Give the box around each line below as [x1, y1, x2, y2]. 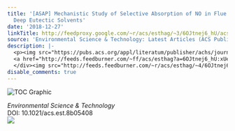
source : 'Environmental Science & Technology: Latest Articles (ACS [7, 36, 211, 43]
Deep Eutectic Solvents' [13, 17, 86, 24]
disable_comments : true [7, 68, 77, 75]
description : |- [7, 43, 55, 49]
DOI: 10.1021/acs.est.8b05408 [7, 109, 93, 117]
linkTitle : [7, 29, 39, 37]
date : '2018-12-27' [7, 23, 64, 30]
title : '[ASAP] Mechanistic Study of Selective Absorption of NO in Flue [7, 10, 227, 17]
